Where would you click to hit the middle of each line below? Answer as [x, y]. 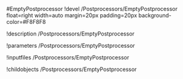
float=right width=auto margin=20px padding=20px [72, 15]
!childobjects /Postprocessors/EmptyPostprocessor [72, 69]
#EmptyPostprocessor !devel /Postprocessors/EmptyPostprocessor [92, 9]
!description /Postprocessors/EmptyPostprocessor [71, 34]
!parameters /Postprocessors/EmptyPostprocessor [71, 46]
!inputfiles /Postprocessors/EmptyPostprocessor [68, 57]
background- [155, 15]
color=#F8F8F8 [26, 22]
